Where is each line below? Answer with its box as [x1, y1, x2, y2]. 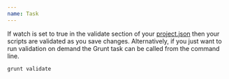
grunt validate [7, 65, 52, 72]
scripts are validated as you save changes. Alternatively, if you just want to [7, 36, 222, 45]
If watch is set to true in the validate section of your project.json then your [7, 29, 220, 38]
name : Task [7, 10, 39, 17]
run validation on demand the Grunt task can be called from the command [7, 44, 220, 52]
